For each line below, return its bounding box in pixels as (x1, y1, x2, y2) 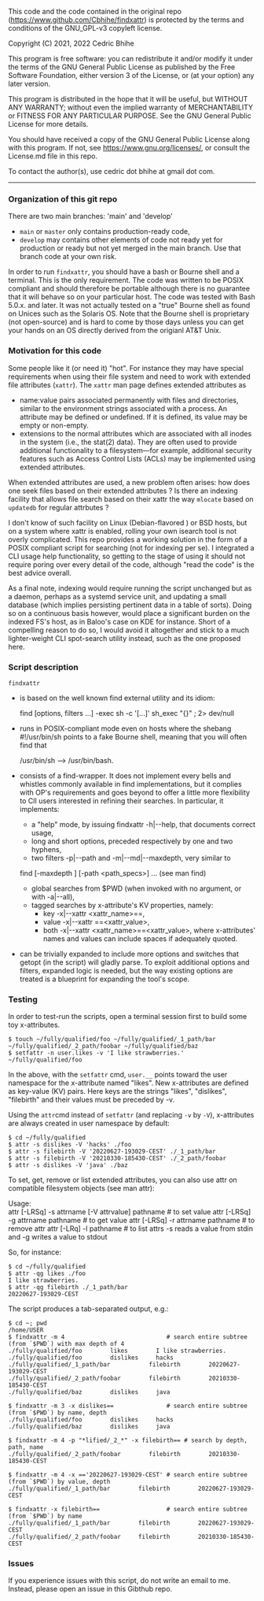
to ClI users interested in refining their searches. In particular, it (19, 795, 224, 806)
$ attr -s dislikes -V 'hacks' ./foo (8, 1141, 132, 1149)
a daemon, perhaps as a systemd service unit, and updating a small (8, 591, 227, 601)
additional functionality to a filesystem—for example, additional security (19, 445, 252, 455)
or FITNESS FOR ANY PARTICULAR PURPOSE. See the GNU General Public (8, 111, 251, 120)
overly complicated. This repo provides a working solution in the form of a (8, 535, 247, 544)
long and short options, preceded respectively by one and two (31, 836, 233, 846)
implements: (19, 804, 60, 813)
